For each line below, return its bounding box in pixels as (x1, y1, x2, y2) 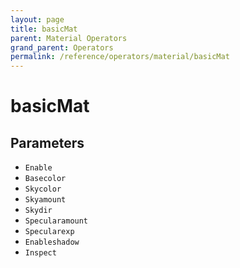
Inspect (24, 248, 57, 258)
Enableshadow (24, 237, 80, 248)
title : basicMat (10, 24, 78, 34)
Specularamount (24, 216, 89, 226)
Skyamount (24, 195, 67, 205)
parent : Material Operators (10, 33, 128, 43)
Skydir (24, 206, 53, 216)
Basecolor (24, 174, 67, 184)
